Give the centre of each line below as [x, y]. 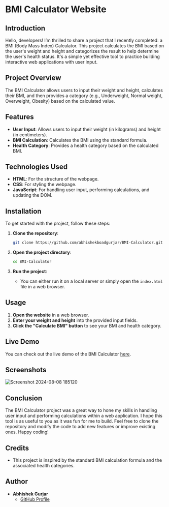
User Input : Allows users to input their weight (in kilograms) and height [87, 129]
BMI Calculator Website [56, 9]
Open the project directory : [42, 252]
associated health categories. [43, 466]
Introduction [25, 28]
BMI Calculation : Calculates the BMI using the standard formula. [80, 140]
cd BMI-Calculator [32, 262]
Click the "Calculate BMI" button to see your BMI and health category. [87, 325]
